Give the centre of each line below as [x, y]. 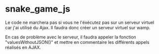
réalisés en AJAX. [23, 47]
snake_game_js [38, 9]
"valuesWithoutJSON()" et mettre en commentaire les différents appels [77, 42]
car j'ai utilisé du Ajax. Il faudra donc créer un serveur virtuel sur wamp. [78, 27]
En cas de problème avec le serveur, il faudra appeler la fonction [71, 37]
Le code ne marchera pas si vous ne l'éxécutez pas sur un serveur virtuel [80, 22]
